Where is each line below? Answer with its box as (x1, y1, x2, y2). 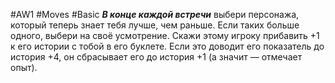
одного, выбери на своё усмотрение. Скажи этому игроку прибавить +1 (10, 30, 320, 41)
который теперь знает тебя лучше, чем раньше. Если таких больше (10, 19, 300, 31)
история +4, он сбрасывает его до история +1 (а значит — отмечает (10, 51, 303, 63)
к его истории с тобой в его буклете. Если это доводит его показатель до (10, 40, 325, 52)
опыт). (10, 62, 38, 73)
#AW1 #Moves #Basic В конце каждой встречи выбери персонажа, (10, 9, 300, 20)
